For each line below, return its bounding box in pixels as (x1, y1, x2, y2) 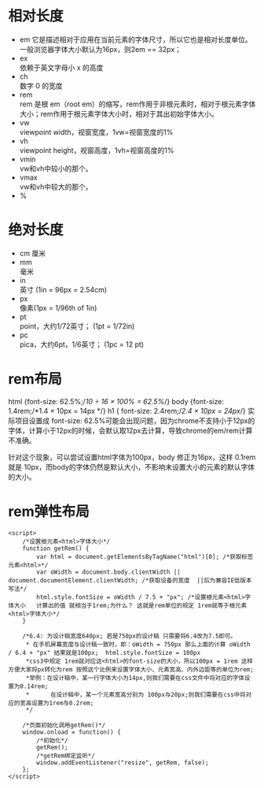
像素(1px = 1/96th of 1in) (19, 303, 97, 312)
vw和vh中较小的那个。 (19, 163, 93, 173)
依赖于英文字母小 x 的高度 (19, 62, 104, 72)
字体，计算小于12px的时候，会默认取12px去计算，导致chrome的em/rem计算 (8, 426, 253, 435)
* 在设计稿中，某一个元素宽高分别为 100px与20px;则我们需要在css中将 (25, 690, 246, 698)
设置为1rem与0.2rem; (31, 699, 94, 707)
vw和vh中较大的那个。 (19, 182, 93, 191)
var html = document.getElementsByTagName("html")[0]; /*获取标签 (36, 552, 254, 560)
